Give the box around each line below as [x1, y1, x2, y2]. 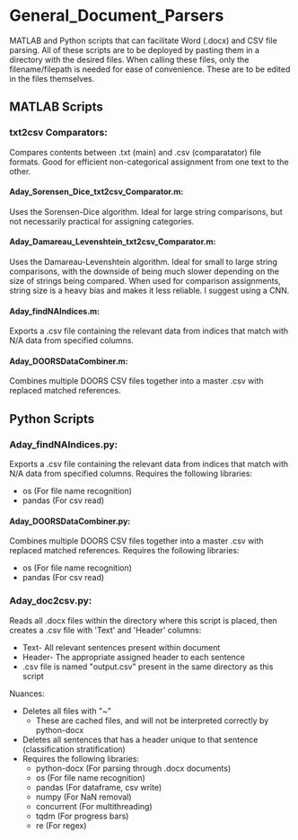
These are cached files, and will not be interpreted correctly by [35, 715, 269, 726]
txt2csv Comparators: [9, 127, 108, 139]
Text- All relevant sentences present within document [22, 641, 221, 652]
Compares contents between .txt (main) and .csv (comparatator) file [9, 146, 262, 157]
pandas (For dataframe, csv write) [35, 782, 162, 792]
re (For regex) [35, 819, 87, 831]
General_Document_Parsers [9, 5, 224, 26]
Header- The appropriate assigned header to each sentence [22, 651, 245, 662]
